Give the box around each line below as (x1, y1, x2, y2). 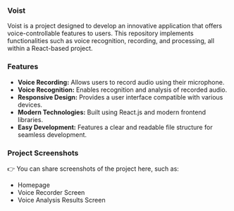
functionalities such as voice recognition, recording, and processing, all (7, 37, 215, 45)
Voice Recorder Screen (17, 188, 85, 196)
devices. (17, 100, 43, 109)
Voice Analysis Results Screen (17, 195, 106, 204)
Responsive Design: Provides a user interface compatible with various (17, 92, 223, 101)
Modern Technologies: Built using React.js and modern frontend (17, 108, 207, 116)
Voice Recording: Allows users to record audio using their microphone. (17, 78, 225, 86)
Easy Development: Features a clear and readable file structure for (17, 123, 213, 131)
